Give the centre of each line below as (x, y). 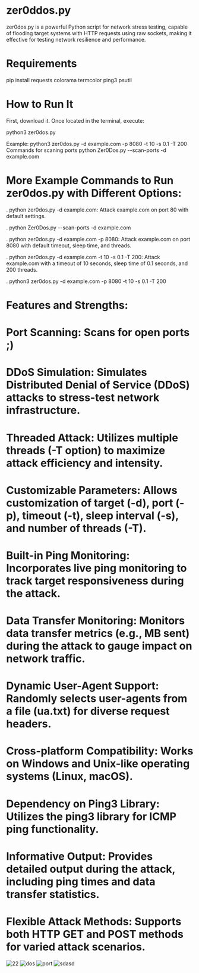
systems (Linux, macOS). (70, 777)
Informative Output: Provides (80, 856)
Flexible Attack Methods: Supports (94, 922)
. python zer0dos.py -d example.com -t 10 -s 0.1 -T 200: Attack (83, 257)
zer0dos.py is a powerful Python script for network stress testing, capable (97, 27)
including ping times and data (81, 882)
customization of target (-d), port (90, 503)
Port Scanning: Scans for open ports (98, 333)
